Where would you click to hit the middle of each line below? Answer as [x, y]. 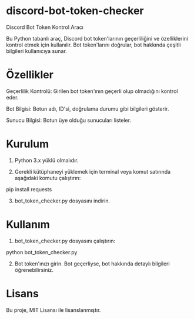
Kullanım [28, 224]
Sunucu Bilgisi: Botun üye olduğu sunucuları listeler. [68, 120]
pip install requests [29, 189]
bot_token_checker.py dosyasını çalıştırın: [65, 241]
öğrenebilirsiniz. [34, 270]
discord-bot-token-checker [75, 11]
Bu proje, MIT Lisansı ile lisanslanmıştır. [53, 310]
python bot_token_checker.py [42, 252]
